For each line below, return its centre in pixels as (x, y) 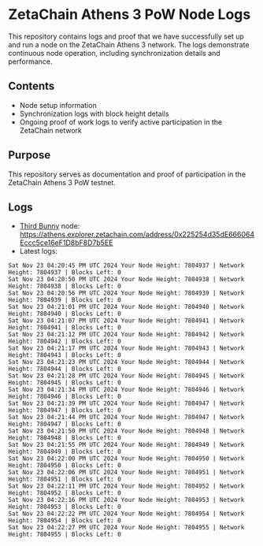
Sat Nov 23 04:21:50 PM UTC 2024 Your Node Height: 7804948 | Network (126, 431)
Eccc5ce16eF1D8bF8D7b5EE (66, 243)
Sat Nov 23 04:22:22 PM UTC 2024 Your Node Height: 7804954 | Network (126, 514)
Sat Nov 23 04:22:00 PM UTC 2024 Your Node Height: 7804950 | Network (126, 459)
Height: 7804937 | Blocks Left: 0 (65, 273)
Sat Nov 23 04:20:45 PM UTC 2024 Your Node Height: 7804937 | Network (126, 266)
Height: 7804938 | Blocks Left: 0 (65, 286)
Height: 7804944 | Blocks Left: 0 (65, 369)
